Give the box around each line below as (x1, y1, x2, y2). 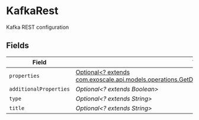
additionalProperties (9, 85, 70, 92)
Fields (6, 41, 30, 51)
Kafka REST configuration (6, 24, 69, 31)
